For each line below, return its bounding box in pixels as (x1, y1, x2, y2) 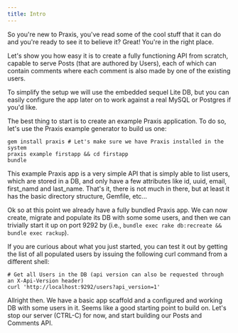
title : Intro (7, 10, 46, 18)
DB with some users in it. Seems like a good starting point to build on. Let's (7, 303, 227, 312)
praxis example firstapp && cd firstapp (7, 150, 129, 157)
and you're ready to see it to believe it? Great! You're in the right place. (7, 37, 215, 46)
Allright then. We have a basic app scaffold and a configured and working (7, 296, 222, 305)
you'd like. (7, 102, 38, 111)
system (7, 144, 27, 152)
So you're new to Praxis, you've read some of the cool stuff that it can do (7, 30, 222, 38)
